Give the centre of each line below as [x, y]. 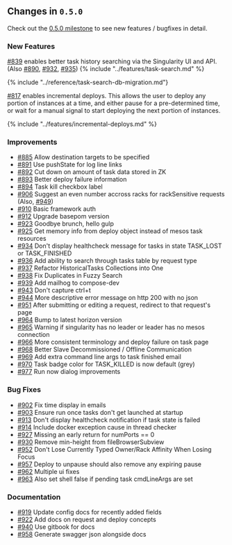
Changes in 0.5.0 [45, 11]
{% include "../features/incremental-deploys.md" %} [82, 124]
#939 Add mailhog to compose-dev [68, 283]
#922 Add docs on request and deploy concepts [86, 519]
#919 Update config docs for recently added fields [89, 512]
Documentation [34, 497]
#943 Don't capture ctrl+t [54, 290]
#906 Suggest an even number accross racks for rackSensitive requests [121, 194]
